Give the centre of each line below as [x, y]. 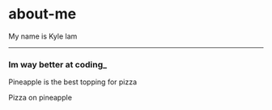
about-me [42, 14]
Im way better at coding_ [58, 64]
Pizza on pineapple [40, 98]
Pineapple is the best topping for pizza [73, 82]
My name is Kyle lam [43, 36]
